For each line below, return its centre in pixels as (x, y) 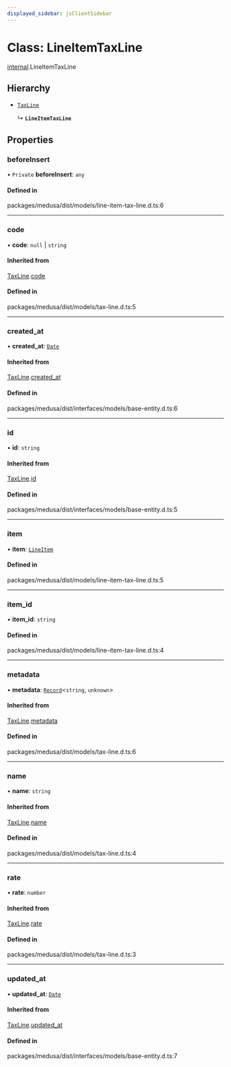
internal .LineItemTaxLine (42, 67)
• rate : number (26, 893)
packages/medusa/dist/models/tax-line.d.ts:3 (71, 955)
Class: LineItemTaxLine (75, 47)
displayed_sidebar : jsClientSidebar (59, 13)
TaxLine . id (22, 478)
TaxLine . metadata (33, 721)
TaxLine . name (27, 822)
